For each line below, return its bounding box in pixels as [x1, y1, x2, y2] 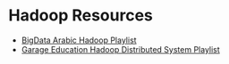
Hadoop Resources [8, 5, 154, 26]
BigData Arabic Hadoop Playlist [21, 35, 137, 45]
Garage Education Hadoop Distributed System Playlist [21, 44, 220, 54]
